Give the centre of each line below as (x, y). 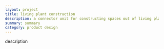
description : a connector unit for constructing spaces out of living (78, 18)
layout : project (21, 9)
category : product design (31, 28)
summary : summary (23, 23)
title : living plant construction (40, 14)
